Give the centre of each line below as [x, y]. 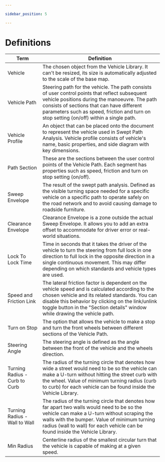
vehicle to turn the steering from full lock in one [97, 250]
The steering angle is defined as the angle [91, 342]
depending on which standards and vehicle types [99, 268]
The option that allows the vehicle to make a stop [99, 322]
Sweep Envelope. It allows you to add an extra [96, 224]
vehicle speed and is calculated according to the [98, 289]
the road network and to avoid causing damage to [100, 203]
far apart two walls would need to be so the [92, 407]
